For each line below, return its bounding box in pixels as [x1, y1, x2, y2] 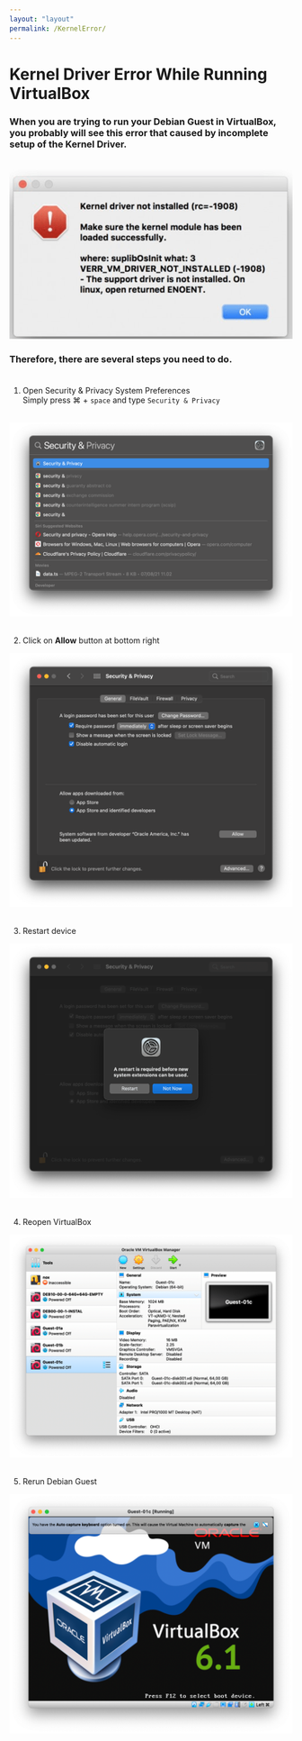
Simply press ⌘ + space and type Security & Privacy [22, 394, 220, 405]
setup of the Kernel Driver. [9, 138, 128, 150]
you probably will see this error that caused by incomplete [9, 126, 269, 139]
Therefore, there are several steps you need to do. [9, 353, 233, 366]
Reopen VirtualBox [22, 1216, 92, 1227]
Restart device [22, 926, 76, 937]
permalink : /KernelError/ [9, 23, 106, 33]
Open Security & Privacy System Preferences [22, 385, 191, 395]
